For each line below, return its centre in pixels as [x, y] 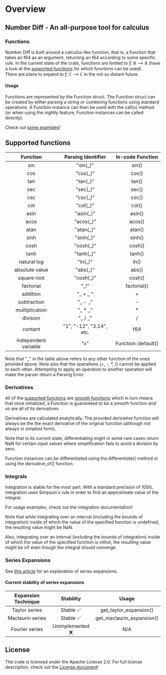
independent [31, 340]
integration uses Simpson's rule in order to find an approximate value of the [82, 492]
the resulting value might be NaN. [39, 528]
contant [31, 329]
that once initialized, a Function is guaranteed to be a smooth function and [81, 403]
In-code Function [137, 157]
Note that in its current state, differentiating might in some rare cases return [82, 438]
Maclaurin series [27, 618]
